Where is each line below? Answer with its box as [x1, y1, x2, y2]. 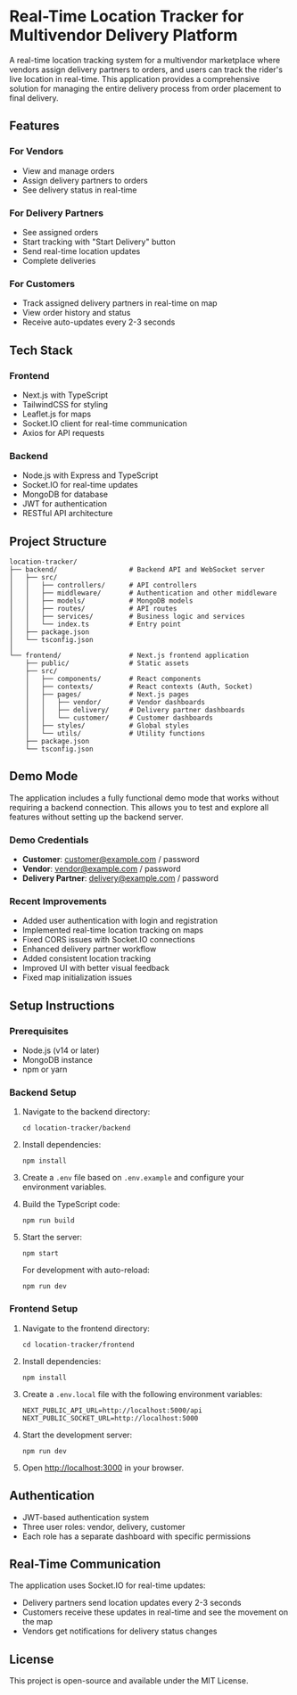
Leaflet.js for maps [21, 408, 92, 419]
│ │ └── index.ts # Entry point [9, 620, 181, 629]
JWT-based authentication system [21, 1511, 150, 1522]
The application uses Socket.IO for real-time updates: [9, 1580, 206, 1591]
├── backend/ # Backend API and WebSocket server [9, 565, 266, 574]
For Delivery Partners [9, 207, 104, 219]
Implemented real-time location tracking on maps [21, 925, 203, 935]
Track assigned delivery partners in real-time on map [21, 298, 218, 309]
